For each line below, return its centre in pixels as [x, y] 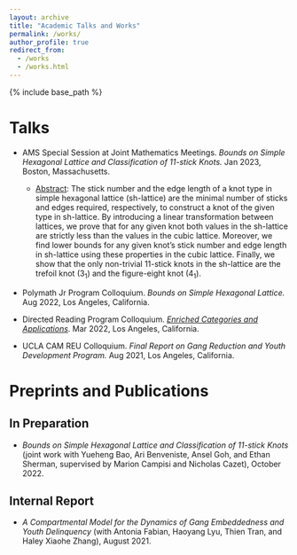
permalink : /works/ [45, 34]
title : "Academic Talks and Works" [75, 26]
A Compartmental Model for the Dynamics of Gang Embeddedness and [153, 522]
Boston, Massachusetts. [66, 171]
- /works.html [43, 67]
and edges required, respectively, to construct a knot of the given [155, 207]
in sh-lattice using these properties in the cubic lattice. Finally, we [155, 254]
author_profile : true [49, 42]
